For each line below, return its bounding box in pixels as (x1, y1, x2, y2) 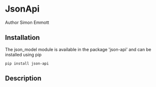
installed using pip (5, 52, 42, 57)
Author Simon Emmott (5, 19, 50, 25)
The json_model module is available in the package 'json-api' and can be (5, 46, 152, 52)
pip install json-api (5, 61, 49, 66)
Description (5, 74, 41, 83)
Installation (5, 34, 40, 42)
